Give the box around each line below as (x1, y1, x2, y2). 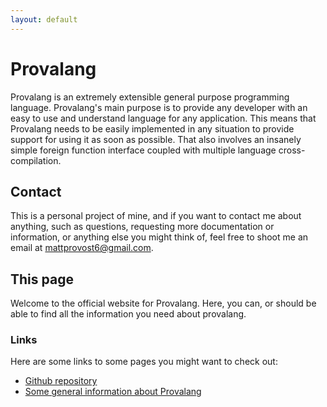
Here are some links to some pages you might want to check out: (10, 356, 278, 368)
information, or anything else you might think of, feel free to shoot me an (10, 231, 309, 243)
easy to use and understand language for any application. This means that (10, 112, 317, 124)
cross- (278, 144, 306, 156)
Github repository (24, 375, 98, 387)
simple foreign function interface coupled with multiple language (10, 144, 277, 156)
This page (10, 271, 74, 288)
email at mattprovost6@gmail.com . (10, 242, 154, 254)
